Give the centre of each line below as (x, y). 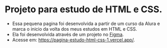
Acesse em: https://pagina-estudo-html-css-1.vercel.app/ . (74, 40)
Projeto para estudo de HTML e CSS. (83, 9)
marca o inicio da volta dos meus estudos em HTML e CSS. (75, 29)
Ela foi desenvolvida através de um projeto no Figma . (68, 34)
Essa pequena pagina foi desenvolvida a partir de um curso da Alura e (86, 23)
